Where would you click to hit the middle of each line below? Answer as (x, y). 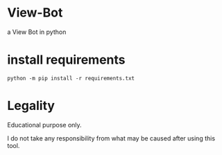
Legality (31, 106)
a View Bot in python (37, 32)
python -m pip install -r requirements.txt (71, 78)
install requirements (67, 60)
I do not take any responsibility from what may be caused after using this (111, 138)
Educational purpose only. (44, 125)
